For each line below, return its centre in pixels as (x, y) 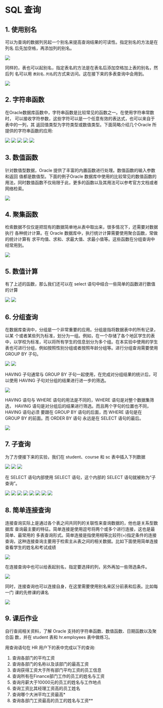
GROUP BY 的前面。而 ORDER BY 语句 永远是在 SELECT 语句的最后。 (74, 418)
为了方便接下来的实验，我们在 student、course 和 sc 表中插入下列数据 (75, 457)
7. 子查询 (18, 444)
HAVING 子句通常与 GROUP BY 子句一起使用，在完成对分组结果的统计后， (79, 374)
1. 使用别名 (21, 29)
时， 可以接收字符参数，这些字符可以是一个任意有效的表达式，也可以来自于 (80, 118)
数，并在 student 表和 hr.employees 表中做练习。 (64, 637)
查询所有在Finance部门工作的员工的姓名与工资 (58, 676)
